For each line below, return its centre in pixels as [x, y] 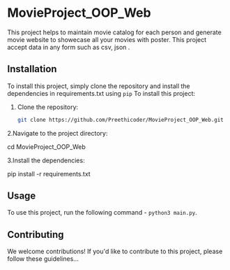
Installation [32, 69]
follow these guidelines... [43, 259]
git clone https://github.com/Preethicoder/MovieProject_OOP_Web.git [121, 120]
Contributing [36, 235]
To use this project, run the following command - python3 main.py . [102, 213]
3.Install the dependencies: [46, 160]
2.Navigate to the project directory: [58, 133]
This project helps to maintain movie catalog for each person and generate [114, 32]
